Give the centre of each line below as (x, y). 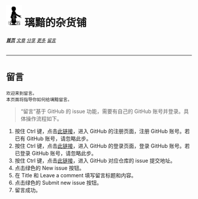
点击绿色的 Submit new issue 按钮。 (58, 183)
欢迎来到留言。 (22, 93)
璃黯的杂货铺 (56, 23)
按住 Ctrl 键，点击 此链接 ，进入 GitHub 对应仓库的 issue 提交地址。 (95, 160)
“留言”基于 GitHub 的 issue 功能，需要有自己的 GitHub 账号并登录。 (102, 111)
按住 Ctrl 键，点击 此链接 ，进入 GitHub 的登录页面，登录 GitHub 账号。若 (102, 145)
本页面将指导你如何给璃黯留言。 (39, 99)
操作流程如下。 (44, 118)
